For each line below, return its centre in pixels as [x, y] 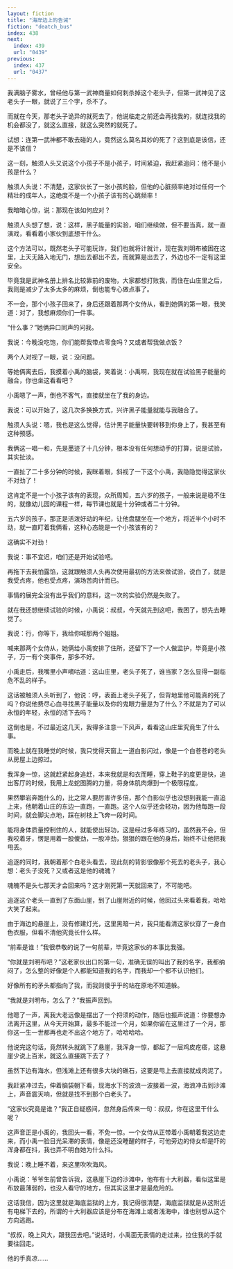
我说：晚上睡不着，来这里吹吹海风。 [59, 1164]
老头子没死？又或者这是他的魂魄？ [68, 871]
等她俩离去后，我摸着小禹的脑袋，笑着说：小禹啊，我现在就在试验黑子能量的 [116, 371]
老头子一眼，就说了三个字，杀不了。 [59, 101]
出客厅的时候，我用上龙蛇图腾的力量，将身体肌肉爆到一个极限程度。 [104, 782]
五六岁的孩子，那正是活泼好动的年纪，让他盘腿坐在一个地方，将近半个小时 [113, 518]
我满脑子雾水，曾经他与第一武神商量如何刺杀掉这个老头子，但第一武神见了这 [116, 92]
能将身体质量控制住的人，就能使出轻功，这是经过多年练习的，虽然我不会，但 [116, 830]
